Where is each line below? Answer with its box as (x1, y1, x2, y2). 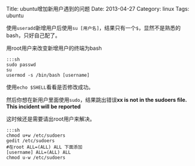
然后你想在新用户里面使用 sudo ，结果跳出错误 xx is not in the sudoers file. (6, 96, 187, 103)
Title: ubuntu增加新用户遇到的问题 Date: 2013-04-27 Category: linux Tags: (6, 5, 190, 12)
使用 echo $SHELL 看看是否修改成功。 (6, 83, 94, 90)
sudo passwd (6, 62, 36, 68)
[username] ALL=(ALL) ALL (6, 149, 71, 155)
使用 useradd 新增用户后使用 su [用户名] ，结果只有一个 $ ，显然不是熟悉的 (6, 25, 181, 31)
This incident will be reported (6, 103, 81, 110)
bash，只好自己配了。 (6, 32, 61, 39)
